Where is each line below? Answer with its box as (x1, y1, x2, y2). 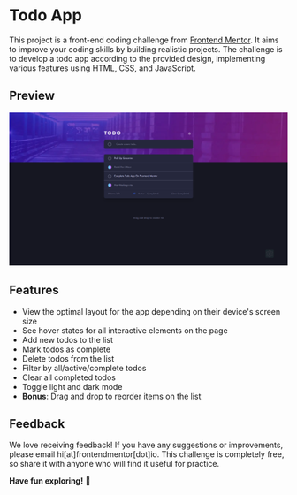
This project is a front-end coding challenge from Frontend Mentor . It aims (9, 34, 279, 45)
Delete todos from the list (21, 353, 115, 363)
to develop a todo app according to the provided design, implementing (9, 53, 266, 64)
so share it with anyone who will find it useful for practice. (9, 459, 219, 469)
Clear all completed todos (21, 372, 117, 383)
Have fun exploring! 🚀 (9, 476, 91, 486)
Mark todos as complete (21, 344, 111, 354)
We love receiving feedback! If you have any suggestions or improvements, (9, 439, 284, 451)
